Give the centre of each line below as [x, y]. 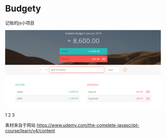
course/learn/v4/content [30, 131]
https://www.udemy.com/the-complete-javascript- [88, 125]
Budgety [23, 9]
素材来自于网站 [20, 125]
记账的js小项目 [20, 23]
